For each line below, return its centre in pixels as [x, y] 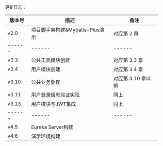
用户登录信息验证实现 [56, 95]
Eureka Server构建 [52, 127]
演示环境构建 [46, 136]
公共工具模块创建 [51, 60]
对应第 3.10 [127, 78]
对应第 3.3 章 [128, 60]
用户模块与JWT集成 [54, 104]
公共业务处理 [46, 82]
